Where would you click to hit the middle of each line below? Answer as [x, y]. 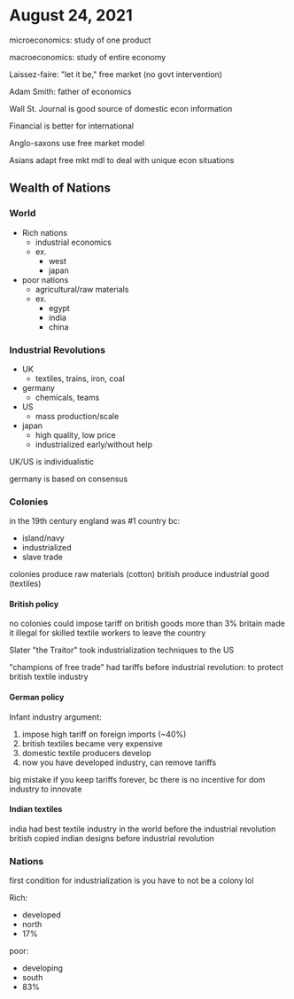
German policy [37, 698]
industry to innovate [46, 789]
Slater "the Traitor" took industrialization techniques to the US [122, 650]
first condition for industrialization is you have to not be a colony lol [132, 881]
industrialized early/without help [94, 444]
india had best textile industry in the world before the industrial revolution [143, 829]
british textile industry [49, 677]
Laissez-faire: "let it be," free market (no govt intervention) [116, 74]
